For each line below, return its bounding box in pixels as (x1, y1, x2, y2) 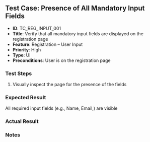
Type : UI (12, 52, 31, 58)
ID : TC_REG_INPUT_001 (12, 25, 61, 31)
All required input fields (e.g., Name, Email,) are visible (5, 105, 118, 111)
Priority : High (12, 46, 41, 52)
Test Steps (5, 70, 32, 77)
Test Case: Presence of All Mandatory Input (5, 4, 145, 13)
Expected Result (5, 94, 46, 101)
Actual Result (5, 118, 39, 125)
